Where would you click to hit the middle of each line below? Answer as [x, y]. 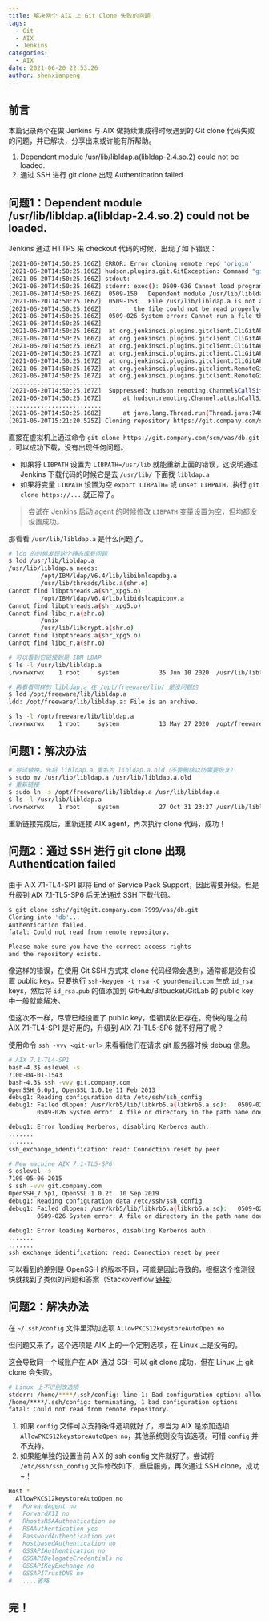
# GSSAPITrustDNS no [46, 1573]
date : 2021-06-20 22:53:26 [53, 68]
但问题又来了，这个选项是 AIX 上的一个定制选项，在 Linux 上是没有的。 [125, 1345]
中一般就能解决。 [36, 1001]
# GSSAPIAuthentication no [57, 1551]
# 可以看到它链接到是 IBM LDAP [55, 658]
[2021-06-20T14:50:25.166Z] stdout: [69, 279]
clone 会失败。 [33, 1372]
